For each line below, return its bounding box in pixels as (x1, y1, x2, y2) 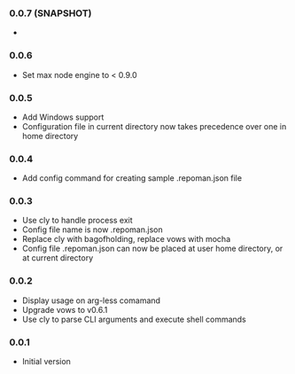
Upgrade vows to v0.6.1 (21, 304, 108, 315)
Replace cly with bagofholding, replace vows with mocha (21, 234, 231, 245)
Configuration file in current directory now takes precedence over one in (21, 121, 287, 131)
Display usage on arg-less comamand (21, 295, 161, 306)
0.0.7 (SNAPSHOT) (9, 7, 92, 19)
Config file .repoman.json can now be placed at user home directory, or (21, 243, 283, 254)
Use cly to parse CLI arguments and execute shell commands (21, 314, 246, 324)
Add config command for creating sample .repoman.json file (21, 173, 242, 183)
